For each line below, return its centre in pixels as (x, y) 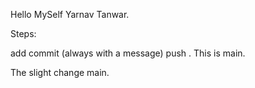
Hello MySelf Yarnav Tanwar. (70, 14)
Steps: (23, 33)
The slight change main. (60, 72)
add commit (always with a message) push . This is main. (128, 53)
